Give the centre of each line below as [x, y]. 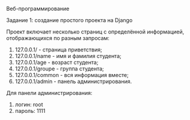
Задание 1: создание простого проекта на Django [69, 20]
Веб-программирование [38, 9]
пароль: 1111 [30, 111]
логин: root [29, 104]
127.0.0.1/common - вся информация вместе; [72, 75]
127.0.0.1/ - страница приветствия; [58, 50]
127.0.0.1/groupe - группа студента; [59, 69]
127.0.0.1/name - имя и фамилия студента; [68, 56]
